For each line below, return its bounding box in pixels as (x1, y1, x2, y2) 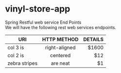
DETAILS (83, 36, 104, 43)
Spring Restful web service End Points (5, 19, 82, 25)
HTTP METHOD (42, 36, 79, 43)
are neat (51, 59, 70, 66)
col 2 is (7, 52, 24, 58)
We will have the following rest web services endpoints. (5, 24, 117, 30)
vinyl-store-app (5, 3, 70, 15)
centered (50, 52, 71, 58)
